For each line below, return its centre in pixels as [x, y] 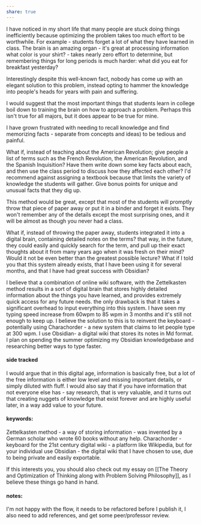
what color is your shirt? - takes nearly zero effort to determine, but [89, 54]
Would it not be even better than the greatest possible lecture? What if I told [100, 258]
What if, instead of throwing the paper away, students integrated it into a [95, 232]
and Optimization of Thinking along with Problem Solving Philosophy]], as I [98, 476]
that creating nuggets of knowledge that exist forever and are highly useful [98, 398]
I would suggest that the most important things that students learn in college [100, 103]
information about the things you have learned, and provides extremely [94, 295]
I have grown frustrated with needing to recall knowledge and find [88, 127]
